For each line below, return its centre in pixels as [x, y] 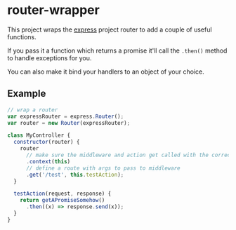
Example [27, 94]
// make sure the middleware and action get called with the [117, 155]
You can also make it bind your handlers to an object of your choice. [106, 72]
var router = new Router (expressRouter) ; [69, 123]
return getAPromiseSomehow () [63, 201]
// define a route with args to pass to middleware [103, 168]
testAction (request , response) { [63, 194]
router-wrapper [53, 10]
